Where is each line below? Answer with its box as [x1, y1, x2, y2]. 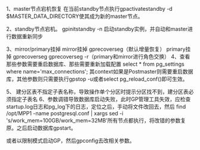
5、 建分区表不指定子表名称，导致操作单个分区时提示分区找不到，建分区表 [6, 88, 189, 95]
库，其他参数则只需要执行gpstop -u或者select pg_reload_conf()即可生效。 [6, 75, 188, 82]
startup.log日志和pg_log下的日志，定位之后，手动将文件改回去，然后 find [6, 103, 186, 110]
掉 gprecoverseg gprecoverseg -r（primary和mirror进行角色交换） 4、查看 [6, 53, 190, 60]
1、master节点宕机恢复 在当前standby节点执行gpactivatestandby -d [6, 5, 173, 12]
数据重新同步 [11, 33, 43, 40]
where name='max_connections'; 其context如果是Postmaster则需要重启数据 [6, 68, 193, 75]
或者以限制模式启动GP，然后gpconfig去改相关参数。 [6, 137, 136, 144]
